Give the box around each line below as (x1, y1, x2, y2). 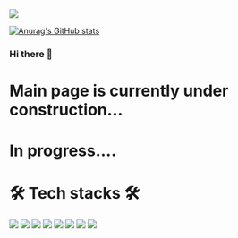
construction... (9, 100, 123, 120)
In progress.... (9, 140, 117, 161)
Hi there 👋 (9, 47, 54, 60)
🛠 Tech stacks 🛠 (9, 183, 140, 204)
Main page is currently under (9, 81, 229, 101)
